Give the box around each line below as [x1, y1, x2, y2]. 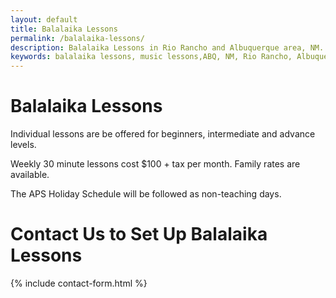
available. [10, 169, 50, 181]
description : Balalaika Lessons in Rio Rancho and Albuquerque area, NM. [10, 42, 325, 53]
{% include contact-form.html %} [10, 277, 148, 289]
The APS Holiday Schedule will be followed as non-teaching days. [10, 188, 282, 200]
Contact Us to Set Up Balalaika [10, 223, 268, 246]
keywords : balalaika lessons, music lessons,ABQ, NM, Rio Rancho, [10, 52, 293, 62]
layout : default [10, 14, 78, 25]
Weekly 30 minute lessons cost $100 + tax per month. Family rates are [10, 158, 301, 170]
